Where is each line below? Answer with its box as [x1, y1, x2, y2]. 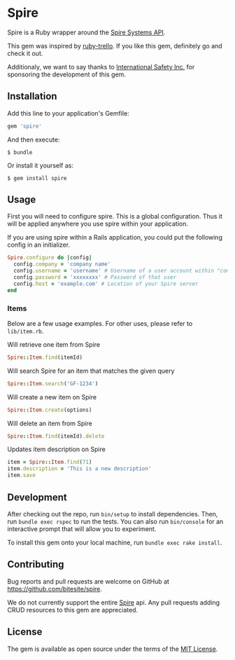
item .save [7, 472, 36, 479]
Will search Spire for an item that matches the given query [7, 366, 175, 375]
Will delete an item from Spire [7, 419, 92, 427]
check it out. [7, 49, 43, 57]
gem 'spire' [7, 123, 42, 130]
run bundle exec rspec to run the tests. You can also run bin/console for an [7, 517, 224, 525]
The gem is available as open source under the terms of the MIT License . [7, 645, 218, 653]
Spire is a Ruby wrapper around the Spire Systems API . [7, 28, 166, 36]
